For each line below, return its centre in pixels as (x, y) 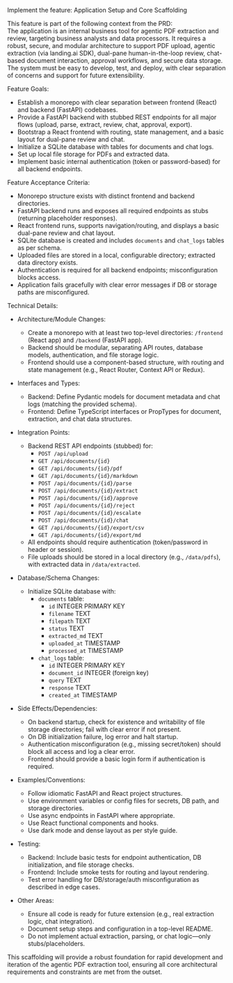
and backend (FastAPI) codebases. (67, 110)
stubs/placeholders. (56, 944)
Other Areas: (35, 900)
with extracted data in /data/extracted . (84, 564)
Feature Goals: (28, 89)
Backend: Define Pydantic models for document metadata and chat (124, 397)
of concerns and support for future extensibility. (76, 75)
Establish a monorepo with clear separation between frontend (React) (117, 102)
